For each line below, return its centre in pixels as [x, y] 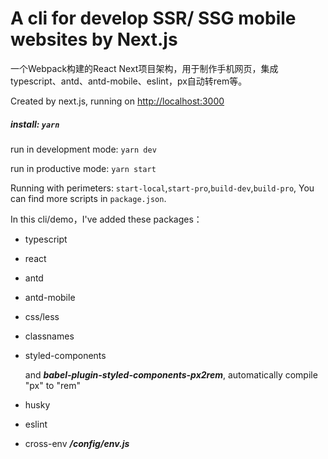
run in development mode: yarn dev [83, 149]
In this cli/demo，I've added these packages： [106, 219]
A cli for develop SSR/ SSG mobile [153, 18]
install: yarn [35, 124]
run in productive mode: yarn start [83, 168]
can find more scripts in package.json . [88, 198]
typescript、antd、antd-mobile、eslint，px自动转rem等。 [129, 81]
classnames [49, 336]
